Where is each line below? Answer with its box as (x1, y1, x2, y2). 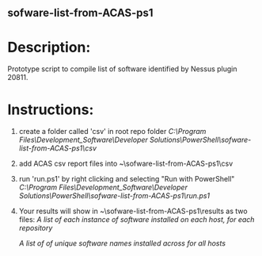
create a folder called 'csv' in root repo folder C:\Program (18, 127, 207, 136)
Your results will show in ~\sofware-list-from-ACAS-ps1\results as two (18, 206, 248, 216)
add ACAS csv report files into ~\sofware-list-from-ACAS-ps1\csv (18, 159, 234, 169)
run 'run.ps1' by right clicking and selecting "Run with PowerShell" (18, 174, 235, 184)
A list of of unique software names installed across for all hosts (18, 239, 226, 248)
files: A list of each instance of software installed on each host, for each (18, 215, 255, 224)
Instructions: (7, 101, 94, 118)
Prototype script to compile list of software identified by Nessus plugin (7, 64, 237, 74)
